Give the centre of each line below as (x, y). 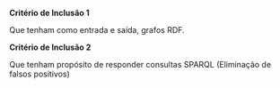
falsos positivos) (39, 74)
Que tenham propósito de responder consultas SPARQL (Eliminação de (140, 64)
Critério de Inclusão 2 (50, 47)
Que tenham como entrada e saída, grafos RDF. (97, 30)
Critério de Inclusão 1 (49, 13)
